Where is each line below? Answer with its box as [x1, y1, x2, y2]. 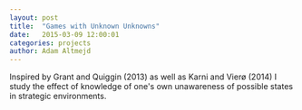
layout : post [9, 13, 59, 23]
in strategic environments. [9, 91, 107, 102]
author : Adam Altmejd [9, 47, 92, 56]
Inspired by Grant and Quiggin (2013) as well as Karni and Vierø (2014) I [9, 71, 278, 82]
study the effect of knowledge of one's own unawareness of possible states [9, 81, 293, 92]
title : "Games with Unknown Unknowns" [9, 22, 161, 31]
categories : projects [9, 38, 92, 48]
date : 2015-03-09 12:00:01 [9, 30, 120, 39]
